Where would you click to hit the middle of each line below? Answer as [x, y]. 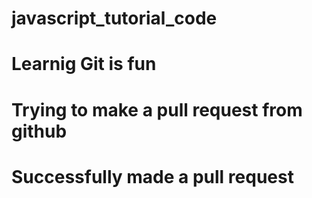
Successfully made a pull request [152, 176]
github [39, 131]
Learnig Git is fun [84, 64]
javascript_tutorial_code [114, 18]
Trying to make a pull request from [157, 109]
